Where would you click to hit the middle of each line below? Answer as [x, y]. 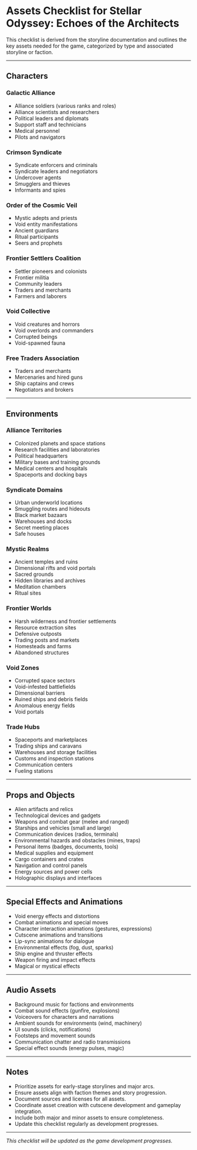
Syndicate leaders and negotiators [56, 171]
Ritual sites [28, 593]
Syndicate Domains [35, 489]
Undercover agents [38, 177]
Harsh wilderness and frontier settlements [65, 621]
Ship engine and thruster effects [53, 954]
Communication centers [44, 765]
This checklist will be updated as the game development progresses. [89, 1141]
